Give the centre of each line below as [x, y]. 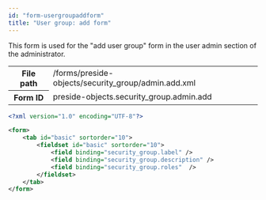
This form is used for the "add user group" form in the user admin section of [133, 45]
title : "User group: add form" [60, 23]
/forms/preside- [83, 73]
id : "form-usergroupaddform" [56, 15]
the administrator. [37, 54]
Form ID [28, 97]
